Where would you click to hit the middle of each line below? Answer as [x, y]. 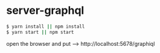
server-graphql [45, 11]
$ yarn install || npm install [46, 26]
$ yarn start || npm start [40, 32]
